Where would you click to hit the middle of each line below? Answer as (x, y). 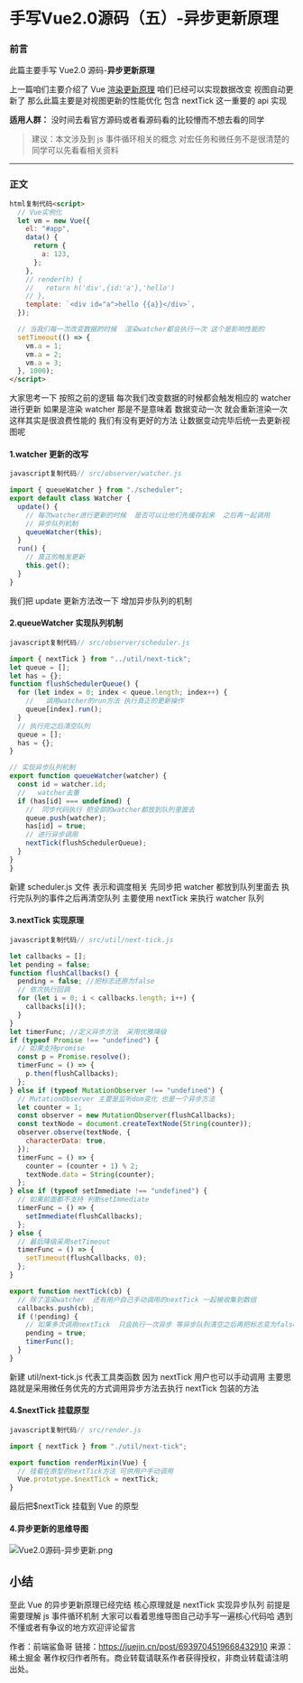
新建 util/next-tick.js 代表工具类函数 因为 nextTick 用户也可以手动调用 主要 (147, 1376)
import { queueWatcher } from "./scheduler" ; (96, 490)
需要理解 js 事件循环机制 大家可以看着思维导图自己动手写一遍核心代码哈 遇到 (151, 1616)
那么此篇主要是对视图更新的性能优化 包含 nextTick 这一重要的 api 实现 (156, 101)
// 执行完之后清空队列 (54, 726)
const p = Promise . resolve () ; (74, 1057)
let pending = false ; (50, 965)
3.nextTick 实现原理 (46, 920)
